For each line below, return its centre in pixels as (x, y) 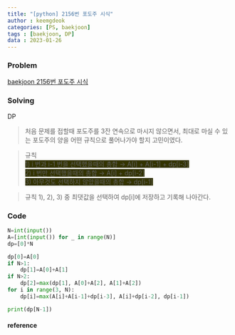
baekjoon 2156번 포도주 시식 (48, 82)
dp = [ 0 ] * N (20, 244)
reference (22, 326)
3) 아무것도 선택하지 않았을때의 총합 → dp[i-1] (89, 182)
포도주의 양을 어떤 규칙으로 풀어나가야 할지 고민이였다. (108, 140)
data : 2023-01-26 (35, 41)
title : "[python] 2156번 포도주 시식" (61, 14)
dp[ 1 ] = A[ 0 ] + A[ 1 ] (45, 270)
